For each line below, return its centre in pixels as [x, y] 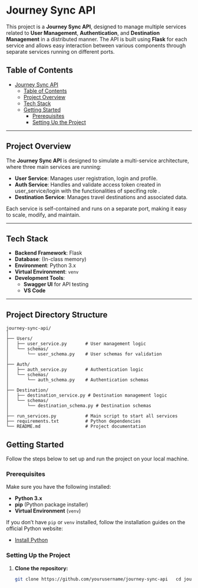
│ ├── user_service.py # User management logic [76, 344]
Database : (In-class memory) [50, 259]
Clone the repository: [41, 568]
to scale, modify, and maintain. [43, 215]
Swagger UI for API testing [56, 285]
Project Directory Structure [57, 314]
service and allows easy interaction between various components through [96, 45]
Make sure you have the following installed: [59, 487]
